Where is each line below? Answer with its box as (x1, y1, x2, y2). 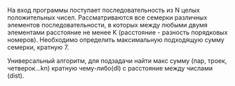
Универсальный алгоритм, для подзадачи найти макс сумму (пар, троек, (7, 57, 227, 65)
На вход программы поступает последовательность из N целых (7, 6, 200, 14)
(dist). (7, 71, 25, 80)
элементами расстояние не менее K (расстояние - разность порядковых (7, 28, 228, 36)
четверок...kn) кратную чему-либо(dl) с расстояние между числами (7, 64, 213, 72)
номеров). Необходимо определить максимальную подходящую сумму (7, 36, 224, 44)
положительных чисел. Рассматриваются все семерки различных (7, 13, 208, 22)
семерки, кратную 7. (7, 43, 69, 51)
